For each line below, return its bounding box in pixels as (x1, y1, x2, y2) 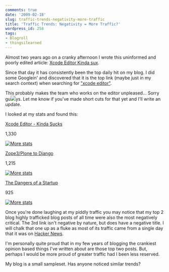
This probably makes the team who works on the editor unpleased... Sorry (5, 89, 160, 96)
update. (5, 101, 21, 107)
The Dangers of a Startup (5, 179, 58, 186)
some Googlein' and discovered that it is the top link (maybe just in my (5, 74, 151, 81)
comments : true (5, 7, 37, 13)
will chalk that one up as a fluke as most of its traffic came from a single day (5, 225, 163, 231)
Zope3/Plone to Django (5, 150, 54, 156)
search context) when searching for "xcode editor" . (5, 80, 112, 86)
